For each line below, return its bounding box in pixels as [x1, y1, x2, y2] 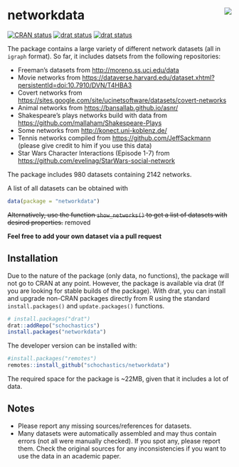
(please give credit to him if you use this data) [17, 141, 152, 149]
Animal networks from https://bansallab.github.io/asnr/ [17, 103, 179, 112]
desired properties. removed [7, 218, 91, 227]
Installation [7, 252, 58, 264]
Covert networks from [17, 88, 83, 97]
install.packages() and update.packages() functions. [7, 301, 165, 310]
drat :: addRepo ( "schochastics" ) [7, 322, 100, 329]
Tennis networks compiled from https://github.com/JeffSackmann [17, 134, 211, 142]
